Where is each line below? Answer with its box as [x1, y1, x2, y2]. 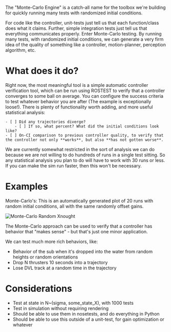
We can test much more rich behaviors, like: [5, 238, 98, 245]
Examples [5, 181, 48, 192]
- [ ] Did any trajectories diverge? [5, 119, 86, 124]
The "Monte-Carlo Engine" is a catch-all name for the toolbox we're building [5, 5, 166, 10]
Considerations [5, 283, 73, 294]
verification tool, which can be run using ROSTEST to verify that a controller [5, 87, 165, 94]
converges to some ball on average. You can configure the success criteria [5, 93, 164, 99]
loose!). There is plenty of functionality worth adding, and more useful [5, 104, 153, 110]
